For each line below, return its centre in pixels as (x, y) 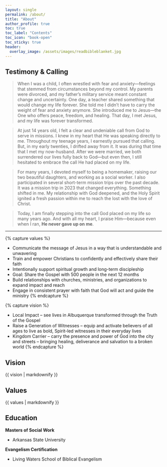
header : (13, 47)
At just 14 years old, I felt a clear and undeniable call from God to (83, 131)
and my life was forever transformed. (55, 121)
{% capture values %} (28, 238)
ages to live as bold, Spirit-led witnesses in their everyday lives (77, 331)
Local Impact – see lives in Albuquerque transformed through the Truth (85, 315)
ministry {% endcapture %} (40, 296)
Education (21, 418)
